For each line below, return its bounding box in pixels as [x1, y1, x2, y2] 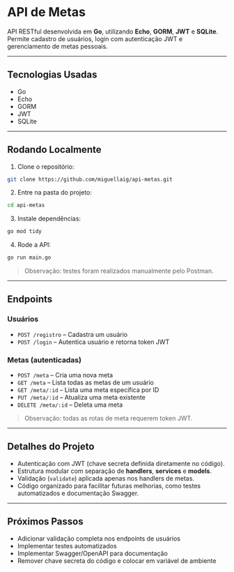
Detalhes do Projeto [7, 441, 95, 453]
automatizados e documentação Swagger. [17, 489, 139, 497]
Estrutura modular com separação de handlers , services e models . [17, 467, 212, 475]
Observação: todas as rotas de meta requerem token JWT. [24, 414, 193, 423]
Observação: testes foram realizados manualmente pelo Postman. [24, 266, 214, 276]
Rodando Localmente [7, 144, 102, 156]
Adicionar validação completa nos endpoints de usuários [17, 534, 181, 543]
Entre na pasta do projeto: [17, 188, 93, 197]
